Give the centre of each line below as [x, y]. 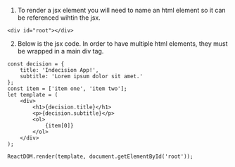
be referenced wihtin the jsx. [59, 18]
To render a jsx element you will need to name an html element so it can [122, 10]
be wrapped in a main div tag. [61, 51]
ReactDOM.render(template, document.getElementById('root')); [100, 156]
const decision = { [36, 64]
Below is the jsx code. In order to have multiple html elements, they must [122, 44]
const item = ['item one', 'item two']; [68, 89]
